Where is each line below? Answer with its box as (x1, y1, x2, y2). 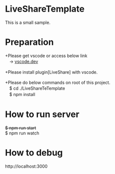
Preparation (5, 37, 54, 48)
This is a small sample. (5, 19, 51, 25)
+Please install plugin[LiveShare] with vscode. (5, 69, 98, 75)
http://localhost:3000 (5, 163, 48, 169)
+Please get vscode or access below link (5, 53, 88, 58)
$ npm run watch (5, 130, 39, 136)
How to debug (5, 147, 63, 158)
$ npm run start (5, 125, 37, 131)
